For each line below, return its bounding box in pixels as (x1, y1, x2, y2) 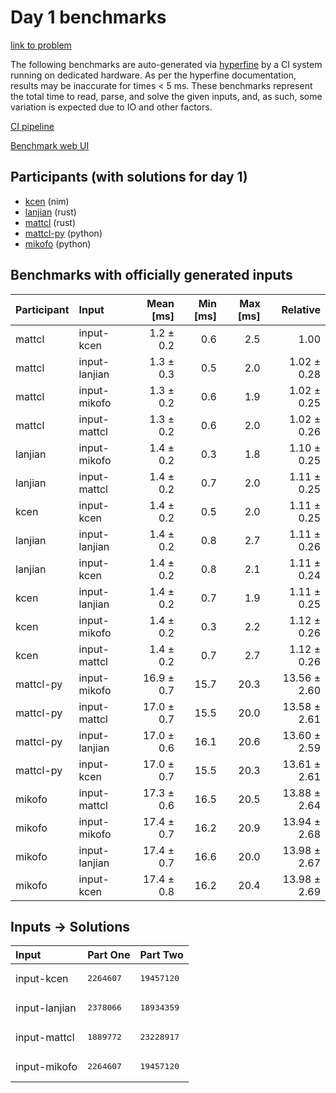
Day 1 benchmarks (10, 6, 167, 29)
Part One (87, 948, 131, 962)
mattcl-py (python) (24, 227, 103, 239)
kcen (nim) (24, 195, 70, 207)
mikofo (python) (24, 237, 92, 250)
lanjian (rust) (24, 206, 77, 218)
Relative (281, 302, 321, 316)
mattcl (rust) (24, 216, 77, 228)
